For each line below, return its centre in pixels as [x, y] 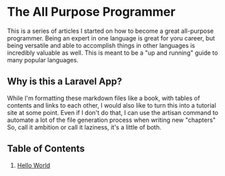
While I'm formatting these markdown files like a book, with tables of [104, 98]
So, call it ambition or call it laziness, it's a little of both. [84, 127]
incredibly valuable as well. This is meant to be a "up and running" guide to [112, 53]
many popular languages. [43, 60]
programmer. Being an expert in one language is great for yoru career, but [111, 38]
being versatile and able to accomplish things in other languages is [101, 45]
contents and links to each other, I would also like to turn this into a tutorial [112, 105]
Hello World [34, 165]
